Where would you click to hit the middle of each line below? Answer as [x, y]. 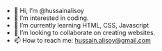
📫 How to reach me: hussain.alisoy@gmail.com [82, 40]
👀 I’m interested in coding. [51, 18]
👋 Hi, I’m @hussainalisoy [49, 11]
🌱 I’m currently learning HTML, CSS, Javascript [81, 25]
